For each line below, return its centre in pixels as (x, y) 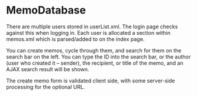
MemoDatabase (46, 10)
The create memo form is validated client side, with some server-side (91, 81)
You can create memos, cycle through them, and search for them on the (94, 50)
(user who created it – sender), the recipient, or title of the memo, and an (95, 63)
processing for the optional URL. (46, 87)
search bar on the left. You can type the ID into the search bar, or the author (98, 57)
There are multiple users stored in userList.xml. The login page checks (92, 27)
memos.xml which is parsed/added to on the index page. (75, 39)
